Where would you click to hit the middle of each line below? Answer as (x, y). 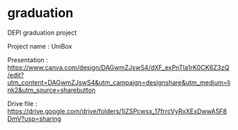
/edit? (16, 75)
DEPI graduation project (42, 32)
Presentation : (28, 60)
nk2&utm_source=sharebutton (51, 90)
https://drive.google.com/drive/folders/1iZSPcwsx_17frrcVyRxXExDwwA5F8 (117, 111)
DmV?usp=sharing (34, 119)
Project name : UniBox (40, 46)
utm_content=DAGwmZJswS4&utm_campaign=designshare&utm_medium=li (119, 82)
